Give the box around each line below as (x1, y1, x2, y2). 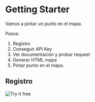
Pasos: (5, 30, 20, 36)
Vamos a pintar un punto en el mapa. (5, 21, 82, 27)
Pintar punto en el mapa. (12, 62, 65, 68)
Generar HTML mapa (12, 56, 57, 63)
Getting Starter (5, 4, 70, 15)
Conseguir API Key (12, 46, 52, 52)
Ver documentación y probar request (12, 51, 90, 57)
